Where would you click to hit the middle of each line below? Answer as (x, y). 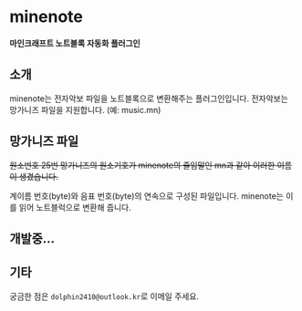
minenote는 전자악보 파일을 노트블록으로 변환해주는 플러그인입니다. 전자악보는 (149, 98)
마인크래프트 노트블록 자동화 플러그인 (75, 43)
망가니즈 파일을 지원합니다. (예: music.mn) (85, 109)
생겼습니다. (39, 176)
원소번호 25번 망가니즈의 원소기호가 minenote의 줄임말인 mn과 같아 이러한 (142, 165)
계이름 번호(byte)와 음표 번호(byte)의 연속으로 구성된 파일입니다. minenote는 (147, 196)
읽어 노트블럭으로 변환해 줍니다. (75, 207)
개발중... (32, 238)
